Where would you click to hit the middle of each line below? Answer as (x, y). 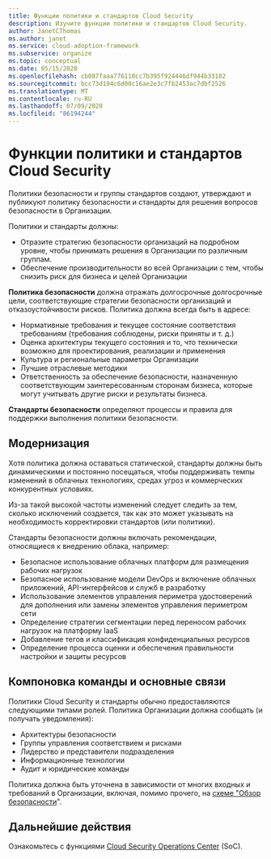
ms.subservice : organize (50, 53)
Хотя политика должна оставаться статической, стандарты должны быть (135, 463)
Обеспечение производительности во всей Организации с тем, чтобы (142, 267)
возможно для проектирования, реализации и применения (123, 351)
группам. (36, 259)
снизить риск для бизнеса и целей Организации (104, 276)
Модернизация (49, 443)
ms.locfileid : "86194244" (52, 114)
